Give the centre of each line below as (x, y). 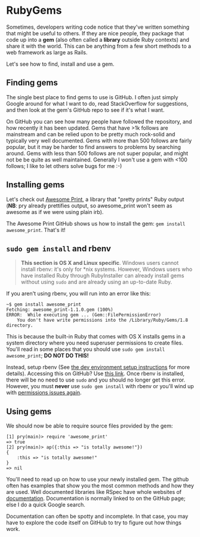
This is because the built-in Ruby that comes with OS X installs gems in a (96, 337)
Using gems (29, 411)
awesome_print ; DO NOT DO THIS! (47, 356)
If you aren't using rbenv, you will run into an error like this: (79, 294)
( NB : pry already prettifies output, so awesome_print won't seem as (89, 205)
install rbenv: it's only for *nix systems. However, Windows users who (107, 269)
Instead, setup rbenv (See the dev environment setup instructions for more (98, 367)
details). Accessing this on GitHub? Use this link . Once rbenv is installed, (96, 374)
